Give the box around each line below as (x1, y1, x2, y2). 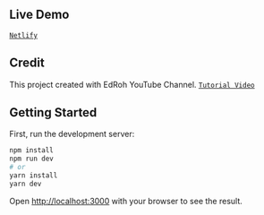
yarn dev (9, 179, 42, 188)
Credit (9, 56, 45, 71)
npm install (9, 146, 54, 155)
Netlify (9, 30, 38, 39)
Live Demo (9, 7, 70, 22)
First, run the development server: (9, 129, 135, 140)
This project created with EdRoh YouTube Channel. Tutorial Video (9, 79, 255, 90)
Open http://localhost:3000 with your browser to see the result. (9, 195, 243, 206)
